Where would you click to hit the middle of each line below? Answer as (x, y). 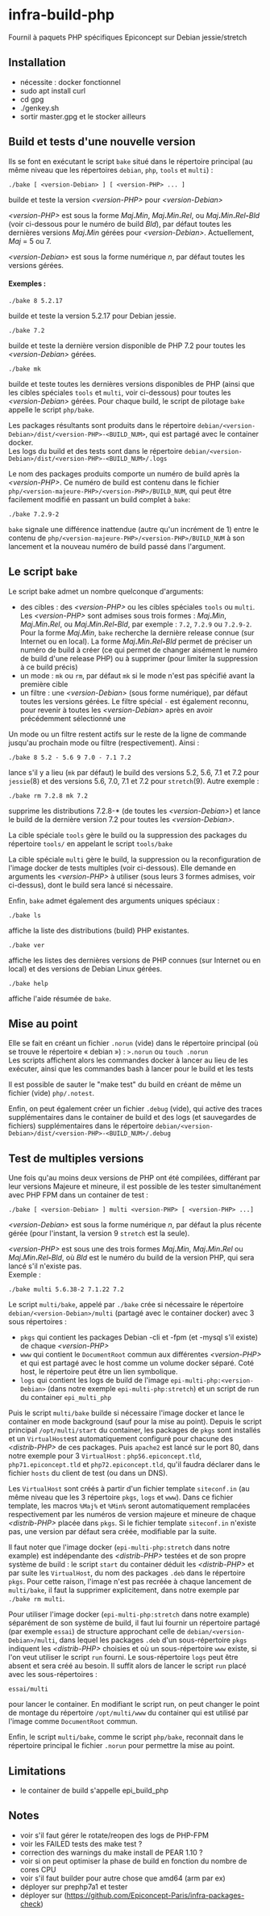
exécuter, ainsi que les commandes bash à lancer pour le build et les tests (131, 1069)
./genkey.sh (39, 107)
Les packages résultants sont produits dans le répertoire (102, 425)
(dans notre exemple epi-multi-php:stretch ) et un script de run (153, 1389)
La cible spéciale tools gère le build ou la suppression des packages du (128, 835)
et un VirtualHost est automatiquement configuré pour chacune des (121, 1439)
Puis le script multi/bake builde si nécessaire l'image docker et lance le (127, 1413)
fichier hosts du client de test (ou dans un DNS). (88, 1473)
